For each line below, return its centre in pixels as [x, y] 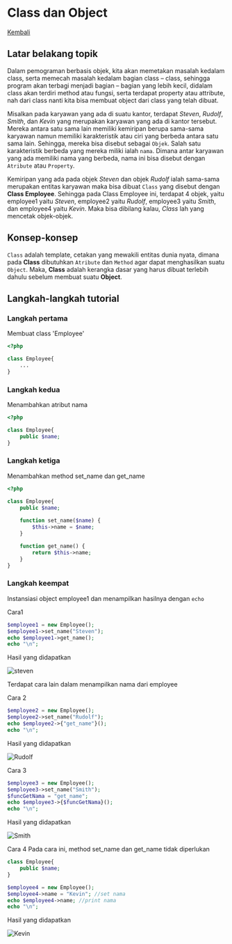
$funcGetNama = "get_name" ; [48, 796]
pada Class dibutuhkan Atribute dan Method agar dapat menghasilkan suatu [116, 262]
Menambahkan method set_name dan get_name [76, 476]
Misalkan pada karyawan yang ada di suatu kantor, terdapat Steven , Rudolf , [115, 113]
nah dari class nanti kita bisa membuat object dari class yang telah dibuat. [113, 100]
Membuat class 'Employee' [46, 334]
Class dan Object [57, 13]
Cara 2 [17, 698]
